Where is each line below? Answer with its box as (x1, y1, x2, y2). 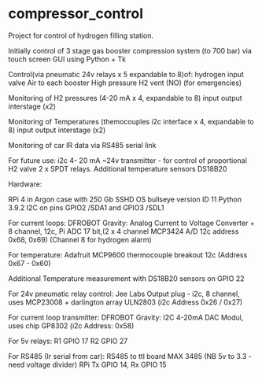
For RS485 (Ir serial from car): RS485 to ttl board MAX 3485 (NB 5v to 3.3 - (8, 351, 252, 360)
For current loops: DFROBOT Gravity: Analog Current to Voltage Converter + (8, 218, 256, 227)
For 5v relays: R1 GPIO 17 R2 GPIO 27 (8, 336, 128, 346)
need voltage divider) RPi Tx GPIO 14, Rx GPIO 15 (8, 360, 167, 369)
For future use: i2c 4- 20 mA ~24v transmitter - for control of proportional (8, 155, 248, 165)
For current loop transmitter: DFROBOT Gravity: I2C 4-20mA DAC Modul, (8, 312, 244, 322)
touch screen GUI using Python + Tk (8, 54, 127, 64)
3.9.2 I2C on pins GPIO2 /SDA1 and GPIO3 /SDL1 (8, 202, 164, 213)
